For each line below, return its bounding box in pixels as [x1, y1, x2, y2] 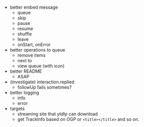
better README [9, 68, 42, 74]
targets [9, 105, 25, 111]
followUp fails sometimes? [17, 84, 72, 90]
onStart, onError [17, 42, 51, 47]
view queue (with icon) [17, 63, 65, 69]
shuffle [17, 31, 32, 37]
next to [17, 58, 32, 63]
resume [17, 26, 33, 32]
